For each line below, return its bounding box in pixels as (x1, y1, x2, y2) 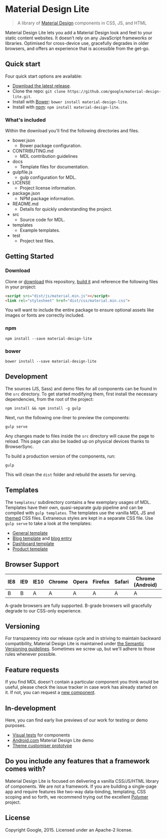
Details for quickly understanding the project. (19, 206, 113, 212)
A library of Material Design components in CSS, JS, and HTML (17, 20, 147, 26)
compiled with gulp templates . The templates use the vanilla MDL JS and (5, 509, 155, 516)
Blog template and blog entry (12, 535, 72, 541)
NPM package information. (19, 196, 75, 202)
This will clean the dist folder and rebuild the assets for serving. (5, 472, 137, 478)
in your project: (5, 284, 36, 290)
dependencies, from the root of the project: (5, 396, 94, 402)
